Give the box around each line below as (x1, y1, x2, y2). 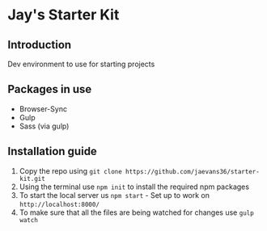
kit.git (19, 174, 45, 183)
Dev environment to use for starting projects (7, 59, 155, 69)
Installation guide (7, 145, 98, 158)
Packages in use (7, 82, 92, 96)
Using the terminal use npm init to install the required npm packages (19, 182, 250, 191)
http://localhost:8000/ (19, 200, 100, 208)
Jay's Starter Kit (7, 6, 120, 24)
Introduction (7, 38, 72, 52)
